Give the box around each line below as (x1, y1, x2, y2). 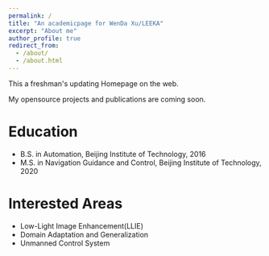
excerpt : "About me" (8, 27, 78, 35)
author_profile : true (8, 34, 81, 43)
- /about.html (15, 57, 63, 65)
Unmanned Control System (19, 238, 110, 248)
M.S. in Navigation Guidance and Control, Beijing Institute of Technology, (19, 158, 262, 167)
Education (8, 122, 78, 141)
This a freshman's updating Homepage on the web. (8, 78, 179, 89)
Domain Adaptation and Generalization (19, 229, 149, 239)
